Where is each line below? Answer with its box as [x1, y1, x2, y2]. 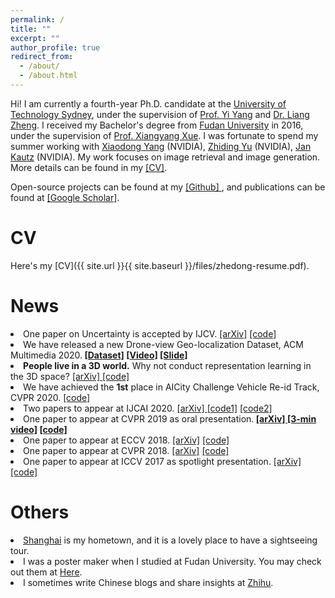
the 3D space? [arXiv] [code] [10, 370, 130, 382]
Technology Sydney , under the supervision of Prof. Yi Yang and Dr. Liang [10, 108, 310, 120]
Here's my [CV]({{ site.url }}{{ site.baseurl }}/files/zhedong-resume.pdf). [10, 259, 310, 271]
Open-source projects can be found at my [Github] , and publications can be [10, 181, 326, 193]
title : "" [10, 24, 52, 34]
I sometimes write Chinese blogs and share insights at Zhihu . [23, 576, 274, 588]
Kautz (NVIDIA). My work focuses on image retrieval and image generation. [10, 151, 321, 163]
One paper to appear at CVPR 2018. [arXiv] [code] [23, 444, 230, 456]
